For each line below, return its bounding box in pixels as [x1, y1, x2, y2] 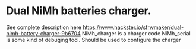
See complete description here [6, 24, 82, 31]
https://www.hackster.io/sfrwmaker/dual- [83, 24, 184, 31]
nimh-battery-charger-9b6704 [6, 30, 81, 37]
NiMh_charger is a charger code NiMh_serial [82, 30, 191, 37]
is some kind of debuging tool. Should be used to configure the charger [6, 36, 181, 43]
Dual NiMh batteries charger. [6, 4, 151, 18]
